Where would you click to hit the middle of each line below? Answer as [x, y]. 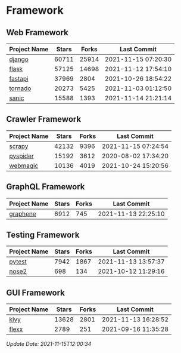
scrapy [19, 146]
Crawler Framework [44, 119]
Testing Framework [43, 235]
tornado [20, 88]
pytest [18, 262]
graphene [23, 214]
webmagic [24, 165]
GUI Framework [36, 292]
